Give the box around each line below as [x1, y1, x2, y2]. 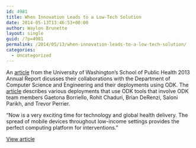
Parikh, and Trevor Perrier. [6, 100, 70, 107]
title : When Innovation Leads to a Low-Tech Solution [6, 14, 142, 20]
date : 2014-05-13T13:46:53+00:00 [6, 19, 89, 25]
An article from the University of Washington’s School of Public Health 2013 [6, 68, 191, 75]
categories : [6, 47, 36, 53]
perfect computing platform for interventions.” [6, 124, 118, 131]
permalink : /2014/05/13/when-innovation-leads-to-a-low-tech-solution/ [6, 42, 187, 48]
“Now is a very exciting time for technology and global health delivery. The [6, 111, 188, 119]
